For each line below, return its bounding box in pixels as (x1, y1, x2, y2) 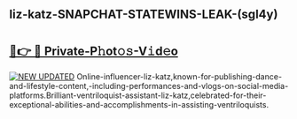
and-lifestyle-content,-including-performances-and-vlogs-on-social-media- (9, 81, 289, 91)
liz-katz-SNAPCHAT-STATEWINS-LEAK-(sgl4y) (9, 7, 278, 22)
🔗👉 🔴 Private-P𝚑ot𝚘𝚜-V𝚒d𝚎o (9, 43, 179, 58)
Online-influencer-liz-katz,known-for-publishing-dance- (76, 71, 282, 82)
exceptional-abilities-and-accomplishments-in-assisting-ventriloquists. (9, 100, 269, 109)
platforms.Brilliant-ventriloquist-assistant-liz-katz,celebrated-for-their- (9, 90, 267, 100)
